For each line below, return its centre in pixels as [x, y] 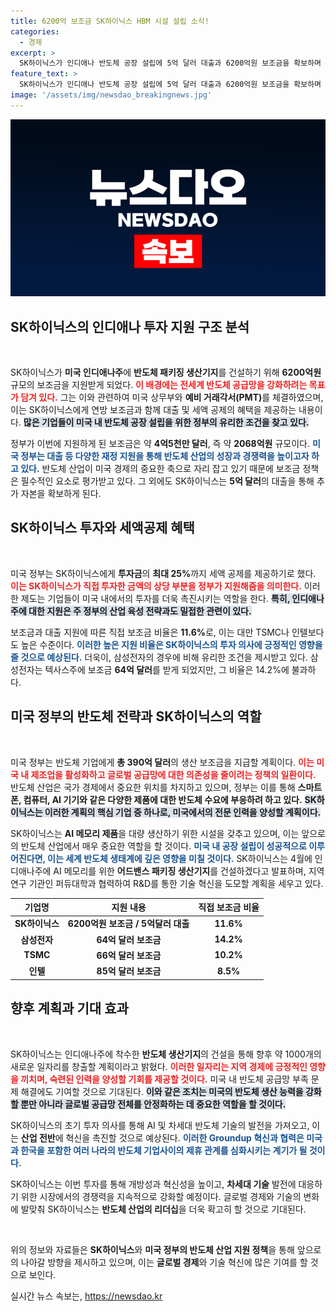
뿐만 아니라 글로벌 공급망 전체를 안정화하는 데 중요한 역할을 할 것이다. [153, 1104]
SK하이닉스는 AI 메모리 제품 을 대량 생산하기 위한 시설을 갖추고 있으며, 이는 [155, 833]
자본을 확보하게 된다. [61, 494]
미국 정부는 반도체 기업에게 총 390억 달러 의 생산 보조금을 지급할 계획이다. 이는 [162, 762]
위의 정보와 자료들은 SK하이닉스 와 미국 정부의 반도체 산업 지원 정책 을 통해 [152, 1249]
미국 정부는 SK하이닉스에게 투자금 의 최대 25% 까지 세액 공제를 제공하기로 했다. [163, 573]
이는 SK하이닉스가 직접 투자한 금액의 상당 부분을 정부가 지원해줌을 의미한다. [156, 586]
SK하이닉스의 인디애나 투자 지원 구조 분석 [130, 326]
